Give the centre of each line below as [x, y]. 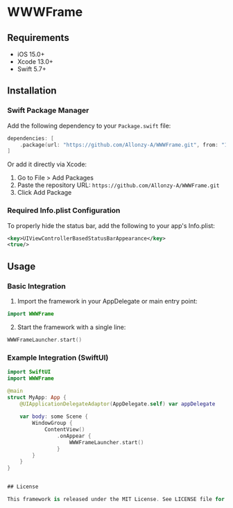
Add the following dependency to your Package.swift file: [89, 125]
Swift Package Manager [48, 110]
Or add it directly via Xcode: [47, 164]
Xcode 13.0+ [35, 62]
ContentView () [64, 430]
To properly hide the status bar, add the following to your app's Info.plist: [111, 225]
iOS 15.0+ [31, 54]
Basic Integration [36, 286]
